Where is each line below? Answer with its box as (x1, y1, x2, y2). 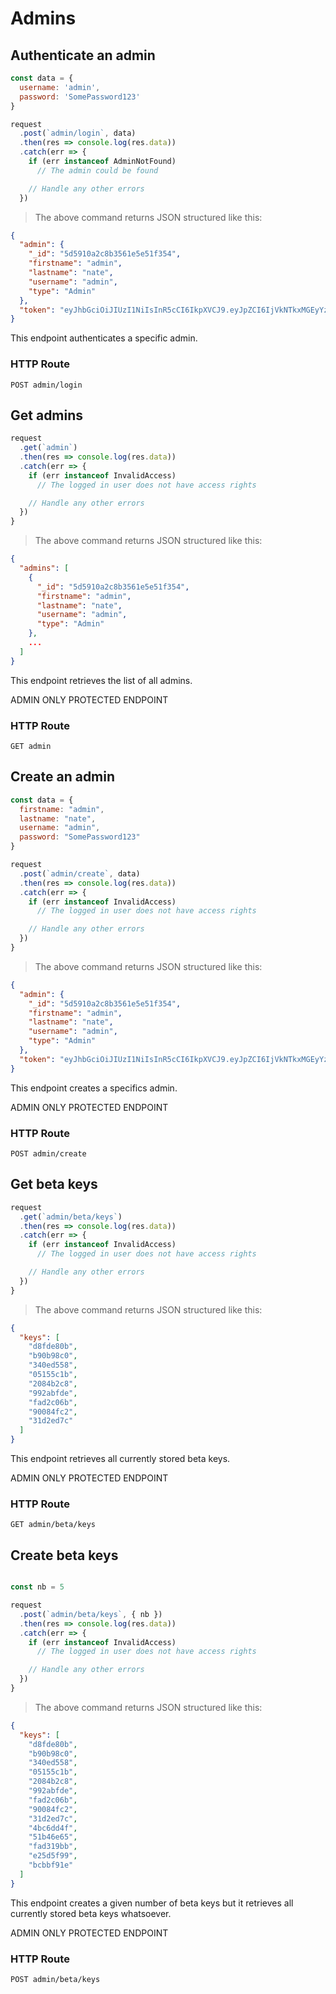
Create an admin (10, 768, 116, 786)
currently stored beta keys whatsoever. (10, 1907, 172, 1919)
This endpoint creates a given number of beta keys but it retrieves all (10, 1897, 294, 1909)
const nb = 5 (10, 1582, 65, 1592)
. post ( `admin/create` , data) (19, 868, 141, 879)
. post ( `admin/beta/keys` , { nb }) (19, 1609, 163, 1619)
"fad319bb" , (28, 1842, 78, 1852)
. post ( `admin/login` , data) (19, 128, 137, 139)
